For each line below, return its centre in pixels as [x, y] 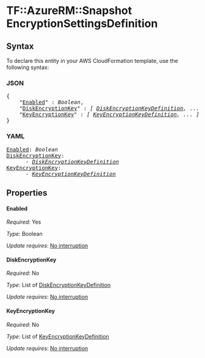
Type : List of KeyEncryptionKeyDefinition [58, 336]
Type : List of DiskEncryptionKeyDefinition [59, 285]
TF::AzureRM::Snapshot [69, 11]
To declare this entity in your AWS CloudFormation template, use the [92, 61]
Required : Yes [24, 222]
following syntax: [28, 67]
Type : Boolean [24, 234]
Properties [27, 193]
